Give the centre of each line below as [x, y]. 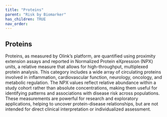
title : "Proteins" [24, 10]
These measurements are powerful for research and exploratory [72, 98]
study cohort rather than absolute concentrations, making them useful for [81, 88]
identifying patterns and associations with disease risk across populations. [82, 93]
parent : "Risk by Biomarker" [36, 14]
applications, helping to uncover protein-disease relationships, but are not [82, 104]
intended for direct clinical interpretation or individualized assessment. [78, 109]
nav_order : [17, 24]
